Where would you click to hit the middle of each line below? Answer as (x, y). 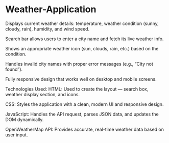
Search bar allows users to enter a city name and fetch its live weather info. (84, 39)
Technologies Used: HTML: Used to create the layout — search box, (77, 89)
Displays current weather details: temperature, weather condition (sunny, (82, 23)
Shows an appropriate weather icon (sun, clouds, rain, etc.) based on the (82, 48)
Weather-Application (51, 9)
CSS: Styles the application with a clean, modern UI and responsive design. (84, 104)
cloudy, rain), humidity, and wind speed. (47, 28)
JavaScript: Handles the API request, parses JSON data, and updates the (82, 114)
